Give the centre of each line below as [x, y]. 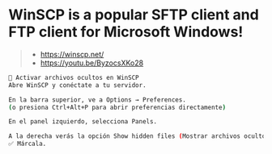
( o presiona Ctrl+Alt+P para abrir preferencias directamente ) [117, 107]
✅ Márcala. [28, 144]
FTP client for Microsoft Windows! [126, 32]
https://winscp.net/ [72, 54]
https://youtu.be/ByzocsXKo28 [92, 63]
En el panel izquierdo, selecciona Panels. [83, 122]
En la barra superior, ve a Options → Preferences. [97, 100]
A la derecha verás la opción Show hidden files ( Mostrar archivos [125, 136]
